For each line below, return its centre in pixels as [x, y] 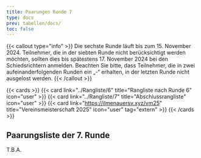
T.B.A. [14, 150]
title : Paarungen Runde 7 [39, 12]
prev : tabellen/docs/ [34, 23]
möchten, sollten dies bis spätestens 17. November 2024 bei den [87, 59]
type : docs [20, 18]
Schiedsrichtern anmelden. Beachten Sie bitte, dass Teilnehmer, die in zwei [100, 66]
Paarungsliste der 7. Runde [58, 135]
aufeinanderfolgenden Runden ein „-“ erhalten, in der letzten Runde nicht [98, 72]
